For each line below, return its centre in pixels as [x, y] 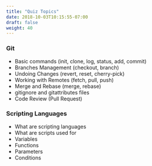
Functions [27, 145]
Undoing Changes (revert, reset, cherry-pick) [70, 73]
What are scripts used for [45, 133]
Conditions [28, 157]
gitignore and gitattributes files [52, 92]
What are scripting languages [50, 126]
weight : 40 [19, 28]
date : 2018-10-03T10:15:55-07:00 [47, 17]
